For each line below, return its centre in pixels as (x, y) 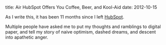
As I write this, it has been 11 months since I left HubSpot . (65, 17)
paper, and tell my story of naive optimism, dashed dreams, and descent (80, 32)
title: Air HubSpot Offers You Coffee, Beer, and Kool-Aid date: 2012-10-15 (81, 7)
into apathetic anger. (27, 37)
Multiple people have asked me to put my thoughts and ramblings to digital (83, 26)
